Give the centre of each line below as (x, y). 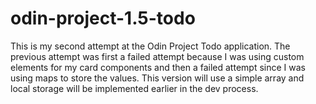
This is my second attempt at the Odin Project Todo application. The (150, 46)
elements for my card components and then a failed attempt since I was (158, 67)
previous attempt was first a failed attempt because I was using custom (157, 56)
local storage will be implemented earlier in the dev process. (134, 88)
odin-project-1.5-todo (103, 18)
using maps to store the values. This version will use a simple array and (157, 78)
